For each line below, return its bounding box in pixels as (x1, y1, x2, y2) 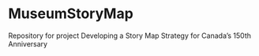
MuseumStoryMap (8, 5, 134, 23)
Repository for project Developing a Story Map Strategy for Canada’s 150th (8, 31, 251, 40)
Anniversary (8, 39, 48, 48)
